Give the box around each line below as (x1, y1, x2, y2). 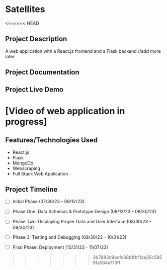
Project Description (5, 35, 67, 43)
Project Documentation (5, 68, 79, 76)
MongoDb (12, 160, 34, 166)
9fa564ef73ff (93, 259, 121, 265)
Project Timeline (5, 185, 58, 194)
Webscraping (12, 165, 40, 171)
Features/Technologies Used (5, 136, 98, 144)
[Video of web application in (5, 105, 125, 117)
